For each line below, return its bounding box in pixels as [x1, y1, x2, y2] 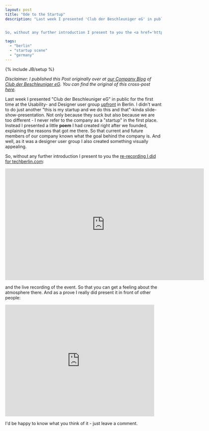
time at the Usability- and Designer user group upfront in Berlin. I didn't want [5, 101, 162, 107]
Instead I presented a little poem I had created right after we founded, [5, 122, 148, 128]
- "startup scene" [9, 48, 48, 53]
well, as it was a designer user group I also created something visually [5, 138, 148, 144]
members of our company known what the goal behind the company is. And [5, 133, 161, 139]
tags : [5, 39, 16, 44]
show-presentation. [5, 112, 46, 118]
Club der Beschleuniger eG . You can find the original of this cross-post [5, 81, 150, 87]
